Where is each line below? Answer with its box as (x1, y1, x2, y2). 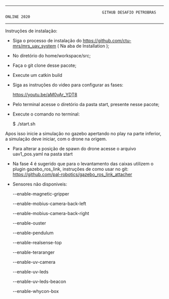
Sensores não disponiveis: (12, 181, 67, 187)
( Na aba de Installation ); (57, 43, 110, 49)
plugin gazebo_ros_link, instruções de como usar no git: (12, 166, 129, 172)
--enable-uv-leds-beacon (12, 278, 66, 284)
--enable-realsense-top (12, 240, 62, 245)
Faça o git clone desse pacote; (12, 62, 76, 68)
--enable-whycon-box (12, 288, 59, 294)
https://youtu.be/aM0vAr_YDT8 (12, 91, 77, 97)
